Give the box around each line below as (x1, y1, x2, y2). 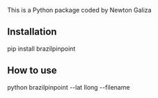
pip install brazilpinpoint (7, 44, 76, 53)
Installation (7, 26, 57, 38)
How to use (7, 65, 57, 76)
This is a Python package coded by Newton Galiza (7, 6, 152, 14)
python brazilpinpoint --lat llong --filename (7, 83, 130, 91)
